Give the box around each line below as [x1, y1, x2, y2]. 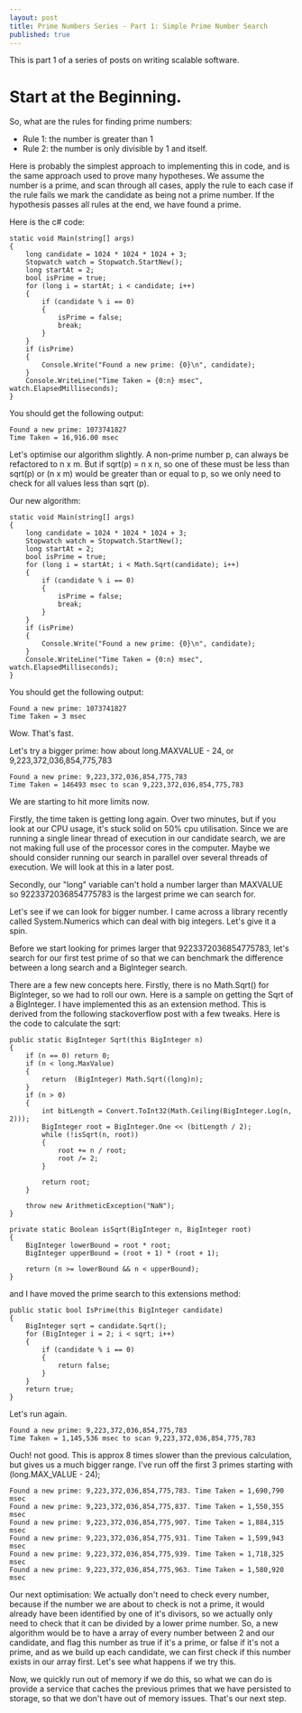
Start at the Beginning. [9, 87, 182, 107]
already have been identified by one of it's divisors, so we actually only [9, 1608, 273, 1619]
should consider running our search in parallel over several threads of [9, 852, 269, 863]
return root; [41, 1178, 91, 1187]
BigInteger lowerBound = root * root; [25, 1241, 171, 1251]
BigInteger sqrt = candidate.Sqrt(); [25, 1322, 168, 1331]
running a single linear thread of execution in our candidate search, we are [9, 833, 286, 844]
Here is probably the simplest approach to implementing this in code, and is [9, 161, 290, 172]
